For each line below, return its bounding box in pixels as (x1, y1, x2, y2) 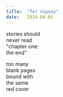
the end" (6, 49, 27, 56)
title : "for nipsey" (6, 8, 59, 15)
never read (6, 36, 32, 44)
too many (6, 60, 29, 68)
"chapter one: (6, 42, 39, 50)
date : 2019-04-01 (6, 14, 54, 20)
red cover (6, 85, 29, 92)
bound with (6, 73, 33, 80)
